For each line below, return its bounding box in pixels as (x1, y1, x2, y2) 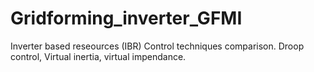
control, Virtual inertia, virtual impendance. (10, 50, 187, 62)
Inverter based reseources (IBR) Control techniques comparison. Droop (10, 40, 305, 52)
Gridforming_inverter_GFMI (10, 7, 243, 30)
